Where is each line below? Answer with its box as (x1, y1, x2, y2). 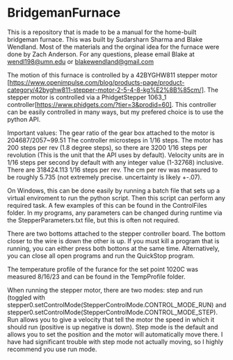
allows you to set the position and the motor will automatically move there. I (7, 330, 223, 338)
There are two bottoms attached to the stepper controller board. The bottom (7, 229, 226, 238)
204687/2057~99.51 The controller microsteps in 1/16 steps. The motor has (7, 136, 223, 144)
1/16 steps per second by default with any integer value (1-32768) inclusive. (7, 158, 224, 166)
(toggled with (7, 293, 45, 302)
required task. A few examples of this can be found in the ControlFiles (7, 201, 207, 209)
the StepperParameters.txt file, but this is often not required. (7, 215, 180, 224)
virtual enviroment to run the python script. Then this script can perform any (7, 193, 226, 202)
